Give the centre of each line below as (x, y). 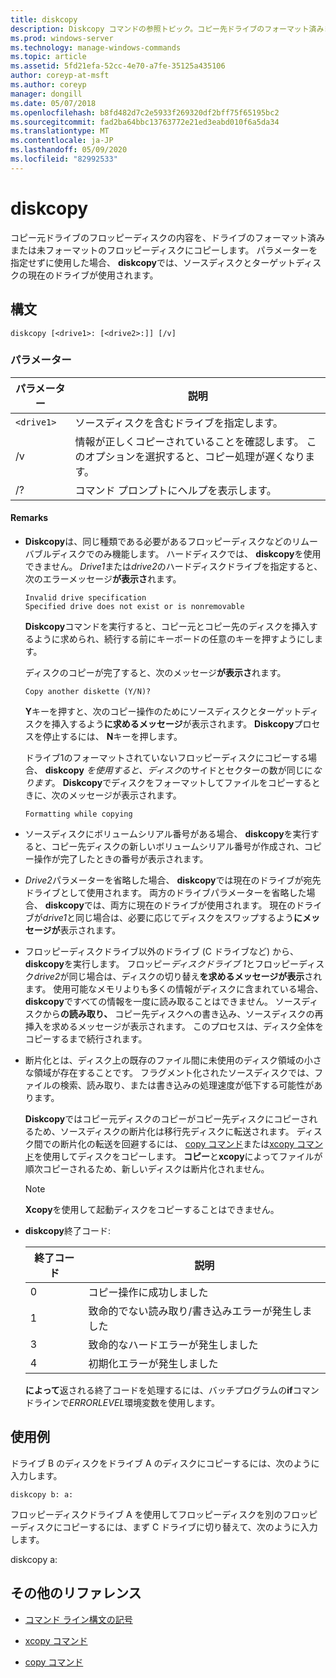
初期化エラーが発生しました (153, 1363)
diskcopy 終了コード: (67, 1230)
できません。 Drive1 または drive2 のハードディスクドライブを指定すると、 (173, 566)
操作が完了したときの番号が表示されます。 (121, 859)
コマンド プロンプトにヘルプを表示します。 (175, 490)
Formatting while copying (78, 814)
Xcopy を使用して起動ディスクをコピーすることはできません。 (152, 1209)
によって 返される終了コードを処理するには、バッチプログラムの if (158, 1390)
